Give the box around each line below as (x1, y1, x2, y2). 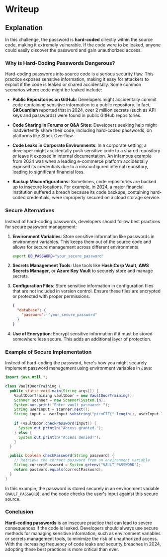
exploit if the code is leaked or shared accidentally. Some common (5, 81, 142, 88)
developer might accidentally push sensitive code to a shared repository (12, 148, 161, 154)
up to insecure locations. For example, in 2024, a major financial (12, 184, 144, 190)
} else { (14, 430, 32, 435)
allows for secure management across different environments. (12, 244, 140, 250)
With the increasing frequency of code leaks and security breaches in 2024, (5, 541, 162, 547)
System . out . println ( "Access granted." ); (18, 425, 103, 430)
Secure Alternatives (5, 207, 55, 214)
